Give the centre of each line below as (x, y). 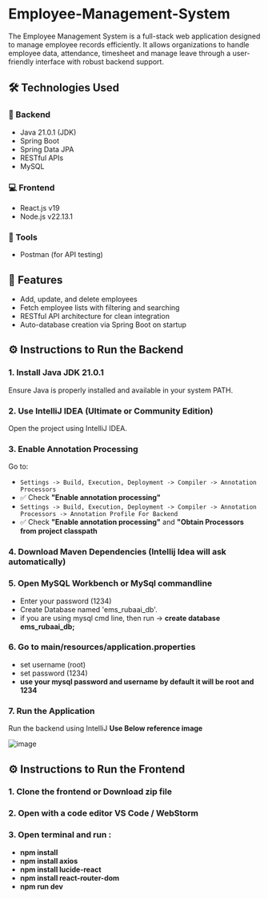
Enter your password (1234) (66, 601)
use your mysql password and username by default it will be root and (137, 681)
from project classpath (58, 531)
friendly (21, 62)
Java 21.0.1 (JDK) (48, 132)
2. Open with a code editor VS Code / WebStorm (103, 813)
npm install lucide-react (60, 869)
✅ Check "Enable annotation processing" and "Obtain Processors (132, 522)
